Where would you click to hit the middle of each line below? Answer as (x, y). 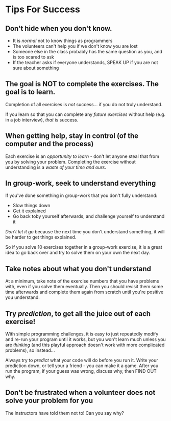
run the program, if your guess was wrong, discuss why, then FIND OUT (81, 371)
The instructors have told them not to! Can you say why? (65, 413)
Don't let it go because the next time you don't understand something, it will (85, 232)
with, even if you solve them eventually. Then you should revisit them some (84, 287)
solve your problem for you (49, 401)
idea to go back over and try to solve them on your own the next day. (78, 253)
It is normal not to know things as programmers (63, 41)
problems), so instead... (30, 350)
